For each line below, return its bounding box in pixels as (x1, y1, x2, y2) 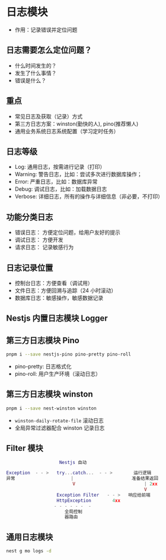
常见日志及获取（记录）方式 (14, 113, 83, 120)
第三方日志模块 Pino (6, 335, 80, 345)
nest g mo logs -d (6, 548, 52, 554)
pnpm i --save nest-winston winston (6, 405, 97, 411)
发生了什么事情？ (14, 69, 57, 76)
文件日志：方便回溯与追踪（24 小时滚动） (14, 287, 117, 294)
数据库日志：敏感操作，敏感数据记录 (14, 295, 104, 301)
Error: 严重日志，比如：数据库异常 (14, 178, 98, 185)
